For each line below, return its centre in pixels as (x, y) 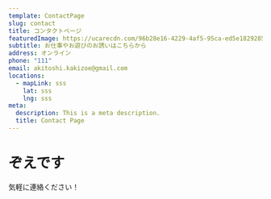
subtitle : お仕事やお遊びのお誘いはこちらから (77, 46)
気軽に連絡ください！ (44, 187)
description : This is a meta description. (88, 114)
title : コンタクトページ (45, 31)
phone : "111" (30, 61)
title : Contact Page (50, 121)
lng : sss (38, 98)
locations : (27, 76)
